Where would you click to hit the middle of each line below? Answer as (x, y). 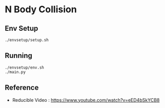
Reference (22, 88)
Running (19, 56)
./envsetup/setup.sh (27, 40)
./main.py (15, 72)
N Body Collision (41, 9)
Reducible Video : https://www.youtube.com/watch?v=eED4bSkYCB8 (86, 100)
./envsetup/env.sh (24, 68)
